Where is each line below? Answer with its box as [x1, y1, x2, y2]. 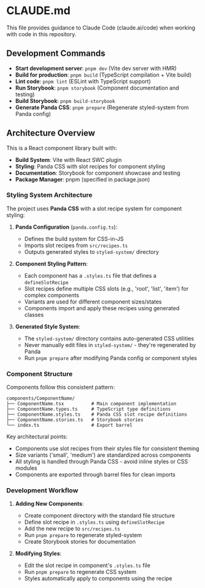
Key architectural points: [6, 433, 68, 440]
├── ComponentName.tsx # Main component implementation [6, 401, 176, 407]
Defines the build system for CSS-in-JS [24, 235, 124, 242]
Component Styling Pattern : [15, 260, 88, 267]
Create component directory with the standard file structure [24, 512, 176, 519]
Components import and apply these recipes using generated [24, 304, 179, 311]
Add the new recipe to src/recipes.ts [24, 525, 121, 532]
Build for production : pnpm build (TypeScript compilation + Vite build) [15, 71, 192, 78]
